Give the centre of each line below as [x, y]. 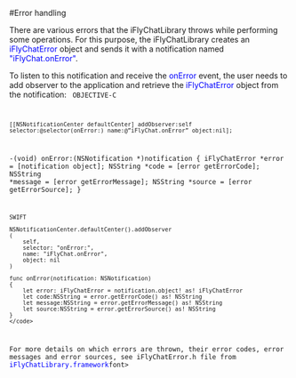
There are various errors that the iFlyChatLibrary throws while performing [144, 30]
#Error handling [38, 13]
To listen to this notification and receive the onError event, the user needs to [148, 76]
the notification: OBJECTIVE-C [63, 94]
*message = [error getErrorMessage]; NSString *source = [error [131, 181]
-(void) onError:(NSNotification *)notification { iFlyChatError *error [147, 158]
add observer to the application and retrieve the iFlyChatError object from [144, 85]
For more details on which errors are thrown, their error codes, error [147, 350]
